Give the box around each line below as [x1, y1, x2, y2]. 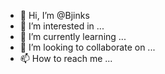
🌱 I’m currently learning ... [19, 31, 127, 42]
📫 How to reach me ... [19, 53, 113, 64]
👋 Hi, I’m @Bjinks [19, 10, 90, 21]
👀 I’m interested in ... [19, 20, 105, 32]
